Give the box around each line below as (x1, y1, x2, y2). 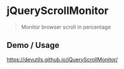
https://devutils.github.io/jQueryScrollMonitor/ (6, 56, 118, 63)
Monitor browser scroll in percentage (21, 23, 111, 30)
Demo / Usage (6, 40, 59, 50)
